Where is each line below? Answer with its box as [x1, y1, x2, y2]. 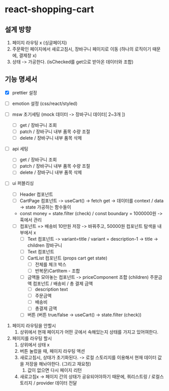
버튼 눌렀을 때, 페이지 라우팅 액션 [19, 348, 85, 354]
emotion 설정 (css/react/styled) [12, 100, 78, 107]
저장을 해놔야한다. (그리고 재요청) [25, 361, 91, 367]
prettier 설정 [12, 89, 38, 95]
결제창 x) [19, 53, 37, 58]
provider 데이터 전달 [36, 380, 77, 386]
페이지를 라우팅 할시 [12, 335, 52, 342]
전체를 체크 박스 [35, 261, 67, 267]
